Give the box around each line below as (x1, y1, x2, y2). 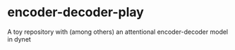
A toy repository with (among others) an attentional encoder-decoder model (7, 27, 229, 36)
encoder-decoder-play (7, 4, 145, 20)
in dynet (7, 35, 32, 43)
